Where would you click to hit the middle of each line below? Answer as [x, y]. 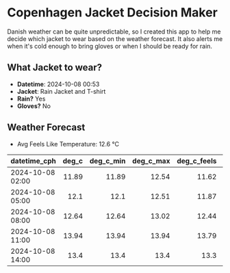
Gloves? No [34, 106]
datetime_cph [34, 161]
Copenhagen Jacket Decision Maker [112, 13]
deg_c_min [107, 161]
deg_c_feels [197, 161]
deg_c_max [151, 161]
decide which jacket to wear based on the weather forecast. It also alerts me [115, 38]
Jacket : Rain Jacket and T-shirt [61, 91]
